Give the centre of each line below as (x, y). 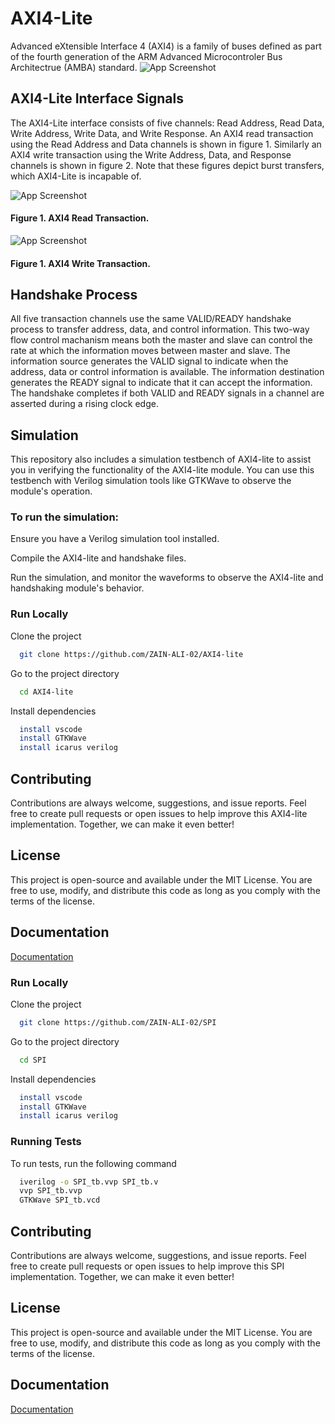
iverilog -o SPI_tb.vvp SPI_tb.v (89, 1182)
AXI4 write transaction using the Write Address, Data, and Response (151, 154)
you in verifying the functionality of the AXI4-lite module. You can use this (162, 470)
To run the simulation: (65, 517)
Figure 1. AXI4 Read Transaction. (80, 218)
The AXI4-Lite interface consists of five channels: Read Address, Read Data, (167, 123)
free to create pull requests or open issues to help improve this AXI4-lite (159, 813)
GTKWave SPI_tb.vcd (60, 1200)
